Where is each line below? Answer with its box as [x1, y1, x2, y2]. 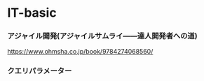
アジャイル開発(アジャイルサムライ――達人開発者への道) [7, 31, 198, 41]
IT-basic [7, 5, 57, 21]
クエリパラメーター [7, 66, 72, 76]
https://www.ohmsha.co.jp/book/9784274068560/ [7, 47, 154, 56]
